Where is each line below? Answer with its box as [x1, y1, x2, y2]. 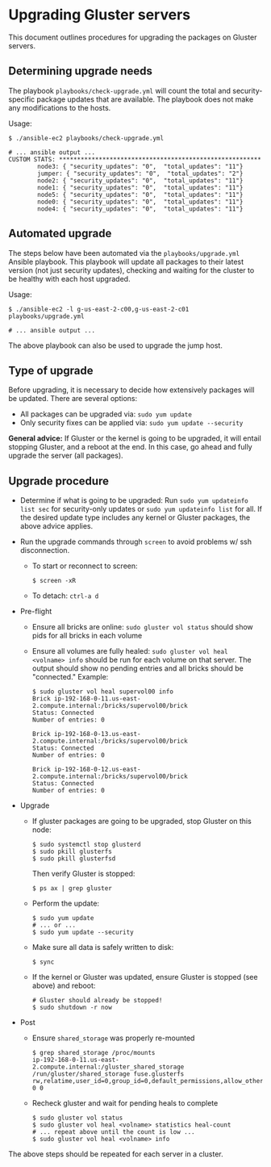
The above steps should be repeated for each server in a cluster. [8, 1149, 223, 1159]
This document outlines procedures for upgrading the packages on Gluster [8, 32, 257, 42]
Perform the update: [31, 898, 99, 909]
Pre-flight [19, 607, 52, 617]
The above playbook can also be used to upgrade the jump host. [8, 341, 223, 350]
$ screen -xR [31, 577, 77, 585]
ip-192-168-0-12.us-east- [53, 765, 141, 774]
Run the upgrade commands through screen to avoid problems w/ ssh [19, 537, 252, 546]
